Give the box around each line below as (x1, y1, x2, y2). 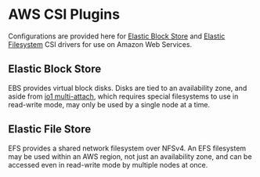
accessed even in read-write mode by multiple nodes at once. (8, 160, 208, 169)
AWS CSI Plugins (8, 5, 120, 23)
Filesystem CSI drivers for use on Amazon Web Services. (8, 39, 193, 49)
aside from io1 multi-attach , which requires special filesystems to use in (8, 92, 239, 101)
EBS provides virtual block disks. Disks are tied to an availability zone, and (8, 83, 247, 92)
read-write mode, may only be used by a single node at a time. (8, 99, 211, 109)
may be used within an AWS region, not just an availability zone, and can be (8, 151, 252, 161)
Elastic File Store (8, 123, 92, 136)
